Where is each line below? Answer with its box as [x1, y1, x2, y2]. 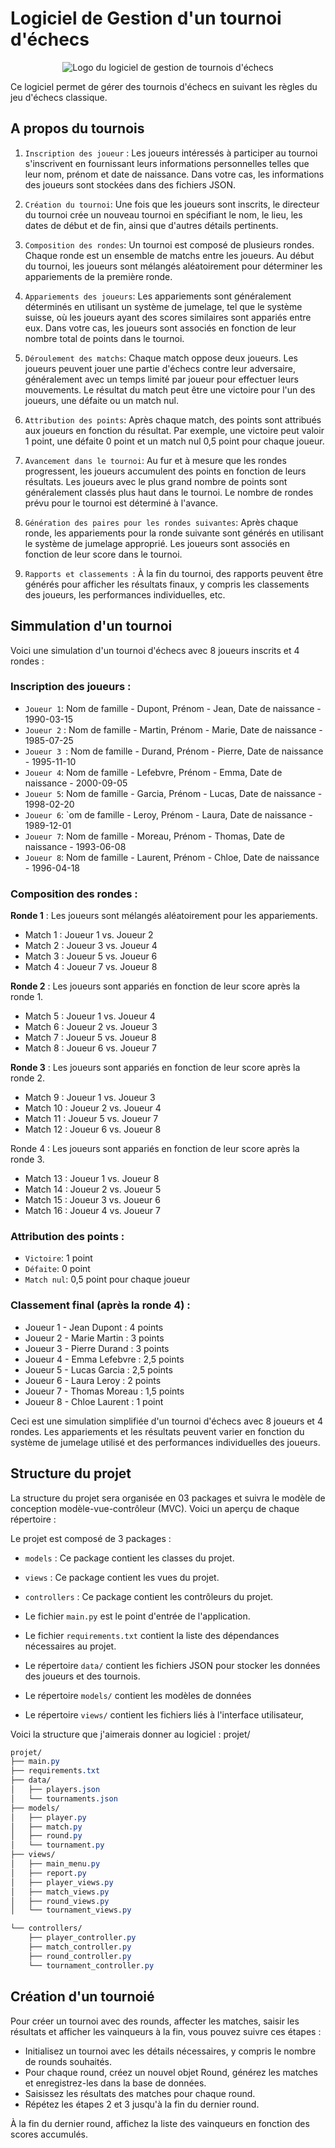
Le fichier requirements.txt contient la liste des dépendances [24, 1629, 280, 1641]
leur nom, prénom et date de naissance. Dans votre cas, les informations [24, 168, 325, 180]
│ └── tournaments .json [10, 1793, 118, 1804]
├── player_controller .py [28, 1933, 137, 1943]
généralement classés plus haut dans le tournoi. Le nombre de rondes [24, 486, 314, 498]
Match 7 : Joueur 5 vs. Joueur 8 [24, 1032, 157, 1044]
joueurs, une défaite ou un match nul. [24, 394, 179, 406]
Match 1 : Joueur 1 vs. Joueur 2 [24, 929, 154, 941]
